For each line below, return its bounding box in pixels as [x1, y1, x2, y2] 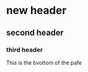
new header [6, 4, 67, 17]
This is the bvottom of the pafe [6, 59, 82, 66]
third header [6, 46, 43, 54]
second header [6, 28, 64, 38]
